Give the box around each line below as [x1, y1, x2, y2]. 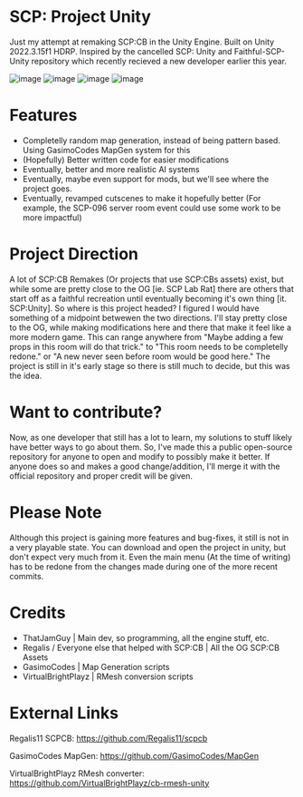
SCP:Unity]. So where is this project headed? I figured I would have [9, 302, 260, 314]
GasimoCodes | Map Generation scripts [22, 661, 170, 672]
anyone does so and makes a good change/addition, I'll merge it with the [9, 461, 280, 471]
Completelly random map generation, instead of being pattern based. [22, 134, 280, 146]
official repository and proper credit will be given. [9, 470, 193, 481]
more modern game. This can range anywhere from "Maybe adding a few [9, 331, 284, 342]
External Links [9, 703, 119, 723]
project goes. [22, 183, 72, 194]
